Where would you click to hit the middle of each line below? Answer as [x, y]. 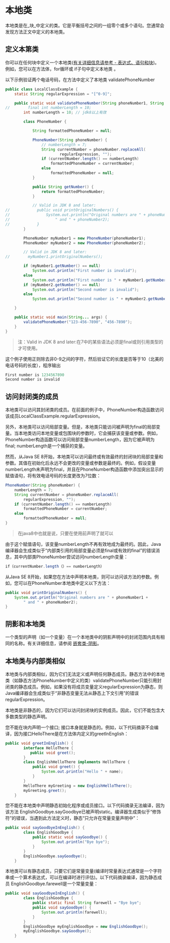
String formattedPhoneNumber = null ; [72, 131]
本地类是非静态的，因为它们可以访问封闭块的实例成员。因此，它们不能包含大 [85, 710]
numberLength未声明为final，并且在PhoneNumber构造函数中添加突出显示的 [84, 469]
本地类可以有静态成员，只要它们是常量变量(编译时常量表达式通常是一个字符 [84, 871]
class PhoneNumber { [45, 122]
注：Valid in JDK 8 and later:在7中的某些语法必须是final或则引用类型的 [90, 342]
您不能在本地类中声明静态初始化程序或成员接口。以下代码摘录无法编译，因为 [85, 806]
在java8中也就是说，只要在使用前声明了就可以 [66, 533]
